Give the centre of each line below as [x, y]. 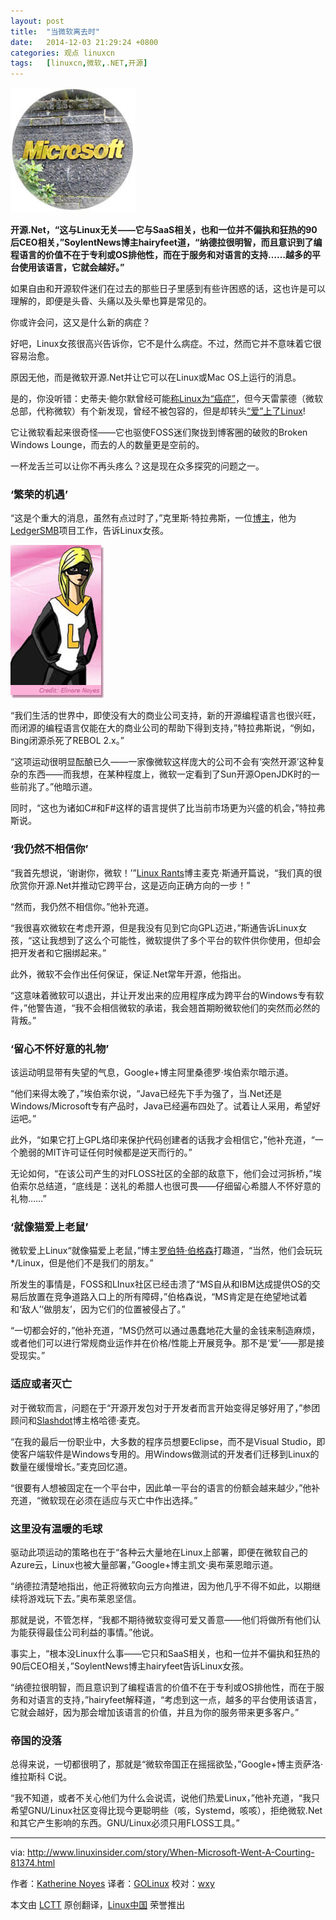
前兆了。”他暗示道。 [58, 787]
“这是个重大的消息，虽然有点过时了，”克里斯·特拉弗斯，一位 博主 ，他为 [153, 518]
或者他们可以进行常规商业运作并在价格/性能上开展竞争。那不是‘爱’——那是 [163, 1343]
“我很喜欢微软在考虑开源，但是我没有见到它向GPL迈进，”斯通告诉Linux [154, 927]
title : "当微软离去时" [55, 31]
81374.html [33, 1863]
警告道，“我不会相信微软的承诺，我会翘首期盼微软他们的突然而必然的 [178, 1007]
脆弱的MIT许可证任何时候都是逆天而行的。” [105, 1152]
